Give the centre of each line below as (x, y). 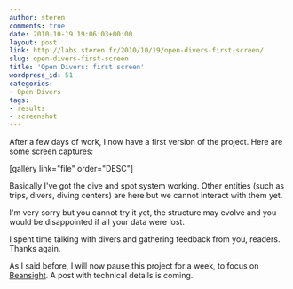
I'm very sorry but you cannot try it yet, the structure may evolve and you (143, 213)
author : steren (37, 17)
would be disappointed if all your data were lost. (97, 222)
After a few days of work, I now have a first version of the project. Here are (146, 142)
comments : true (37, 26)
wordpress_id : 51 (41, 76)
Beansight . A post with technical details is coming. (101, 276)
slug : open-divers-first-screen (69, 59)
